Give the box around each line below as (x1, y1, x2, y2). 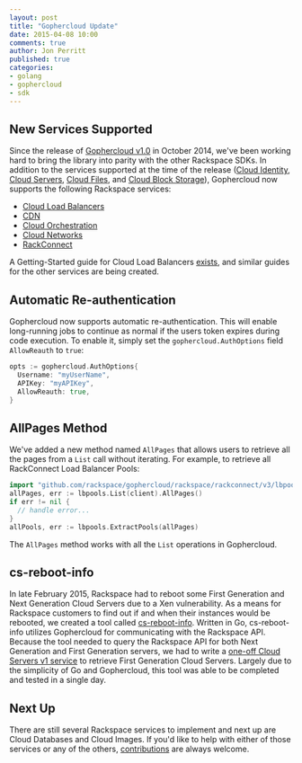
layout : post (9, 13, 58, 22)
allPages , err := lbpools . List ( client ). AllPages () (9, 489, 203, 499)
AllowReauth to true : (9, 345, 84, 356)
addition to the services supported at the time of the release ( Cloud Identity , (9, 164, 290, 175)
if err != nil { (9, 498, 70, 507)
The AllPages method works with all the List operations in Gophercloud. (9, 538, 278, 549)
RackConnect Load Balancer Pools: (9, 464, 140, 475)
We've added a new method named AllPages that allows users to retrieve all (9, 444, 290, 455)
